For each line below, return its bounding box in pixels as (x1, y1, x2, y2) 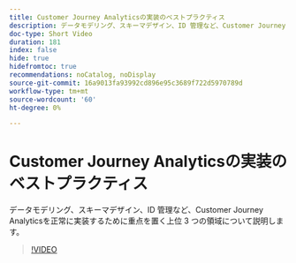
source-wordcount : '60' (9, 94, 97, 104)
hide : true (9, 54, 49, 63)
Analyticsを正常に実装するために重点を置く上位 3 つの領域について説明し (9, 215, 277, 226)
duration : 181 (9, 37, 62, 47)
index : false (9, 46, 57, 55)
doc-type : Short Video (9, 29, 93, 38)
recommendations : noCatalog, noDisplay (9, 71, 156, 79)
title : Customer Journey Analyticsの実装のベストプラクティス (9, 12, 225, 22)
